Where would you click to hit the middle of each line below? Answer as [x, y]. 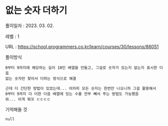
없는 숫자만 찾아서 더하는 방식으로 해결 [41, 79]
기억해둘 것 [16, 109]
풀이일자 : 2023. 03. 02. [30, 26]
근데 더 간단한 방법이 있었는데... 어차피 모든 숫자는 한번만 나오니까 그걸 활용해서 [81, 88]
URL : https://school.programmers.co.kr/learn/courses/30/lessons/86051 [82, 46]
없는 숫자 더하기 [36, 10]
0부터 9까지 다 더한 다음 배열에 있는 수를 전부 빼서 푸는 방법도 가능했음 [72, 94]
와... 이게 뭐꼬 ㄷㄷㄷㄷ [28, 99]
